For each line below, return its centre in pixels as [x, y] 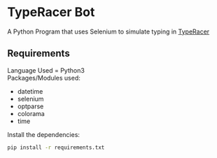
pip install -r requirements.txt [56, 148]
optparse [30, 106]
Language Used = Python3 [46, 70]
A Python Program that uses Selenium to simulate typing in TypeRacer [108, 31]
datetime [30, 91]
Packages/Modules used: [44, 78]
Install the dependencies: [44, 134]
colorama [31, 113]
